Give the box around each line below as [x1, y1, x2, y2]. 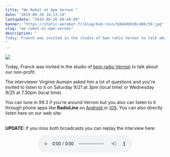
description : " [5, 31, 37, 36]
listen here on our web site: [5, 110, 62, 116]
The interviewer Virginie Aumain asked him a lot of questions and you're [5, 79, 155, 85]
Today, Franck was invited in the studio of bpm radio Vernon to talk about [5, 64, 158, 70]
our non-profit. [5, 69, 36, 75]
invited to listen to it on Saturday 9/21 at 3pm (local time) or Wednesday [5, 84, 154, 90]
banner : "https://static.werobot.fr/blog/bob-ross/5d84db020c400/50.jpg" [5, 21, 164, 27]
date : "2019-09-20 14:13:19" [5, 12, 67, 17]
